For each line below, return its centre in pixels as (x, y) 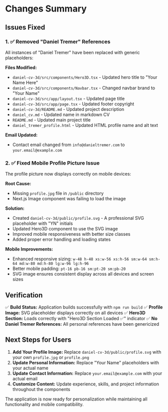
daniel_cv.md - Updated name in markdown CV (61, 114)
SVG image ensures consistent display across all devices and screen (83, 274)
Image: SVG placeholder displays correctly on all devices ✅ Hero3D (75, 313)
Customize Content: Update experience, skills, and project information (85, 384)
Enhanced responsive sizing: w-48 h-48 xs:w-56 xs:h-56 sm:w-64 (79, 259)
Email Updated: (21, 135)
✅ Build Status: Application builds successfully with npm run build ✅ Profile (84, 307)
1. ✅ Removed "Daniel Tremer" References (58, 42)
